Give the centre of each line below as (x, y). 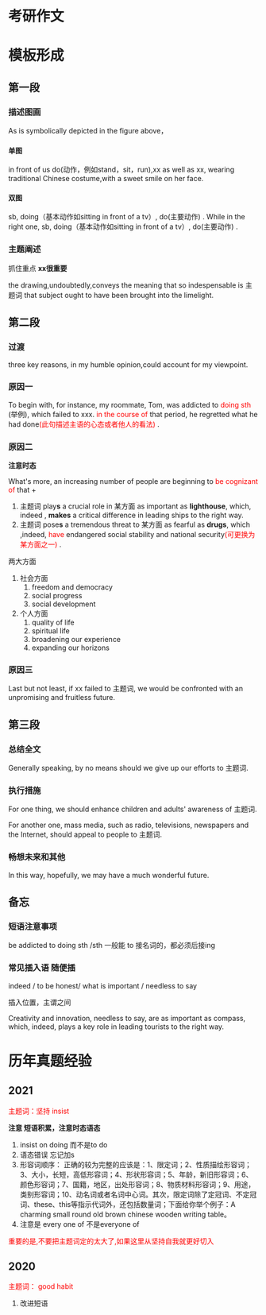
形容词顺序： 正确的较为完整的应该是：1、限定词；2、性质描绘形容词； (135, 1164)
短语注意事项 (33, 926)
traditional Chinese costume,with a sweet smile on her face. (106, 179)
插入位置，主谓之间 (40, 1002)
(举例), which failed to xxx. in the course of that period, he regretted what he (133, 414)
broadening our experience (76, 640)
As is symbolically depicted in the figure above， (88, 131)
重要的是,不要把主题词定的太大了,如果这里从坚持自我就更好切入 (111, 1241)
